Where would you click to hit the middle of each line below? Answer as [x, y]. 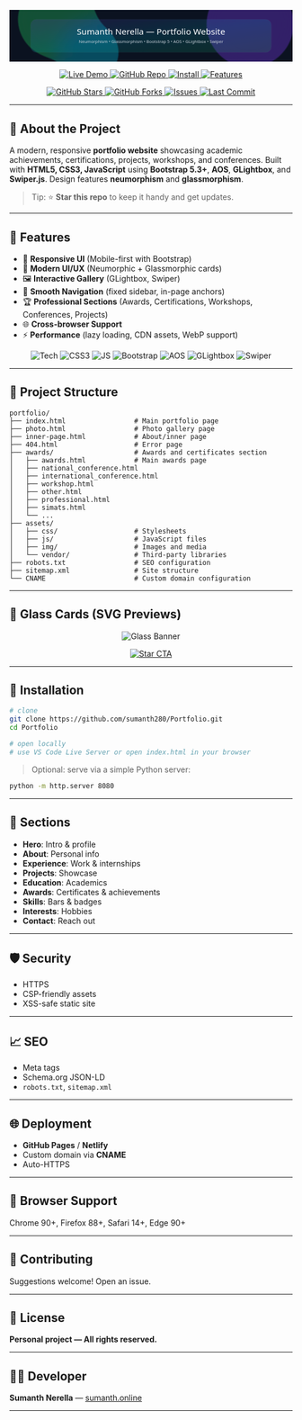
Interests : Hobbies [57, 911]
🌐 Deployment [50, 1123]
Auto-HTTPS [46, 1164]
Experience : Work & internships [81, 863]
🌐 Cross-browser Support [72, 324]
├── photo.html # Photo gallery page [112, 428]
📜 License [37, 1318]
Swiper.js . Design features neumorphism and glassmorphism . [127, 179]
